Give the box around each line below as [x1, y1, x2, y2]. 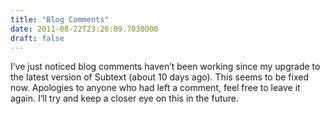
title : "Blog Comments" [10, 14, 110, 25]
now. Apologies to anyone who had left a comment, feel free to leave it [10, 82, 301, 94]
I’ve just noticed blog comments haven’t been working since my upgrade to [10, 61, 321, 73]
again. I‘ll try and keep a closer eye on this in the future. [10, 92, 240, 105]
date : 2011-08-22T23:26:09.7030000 [10, 24, 159, 34]
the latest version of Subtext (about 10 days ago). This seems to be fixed [10, 71, 310, 83]
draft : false [10, 33, 65, 43]
